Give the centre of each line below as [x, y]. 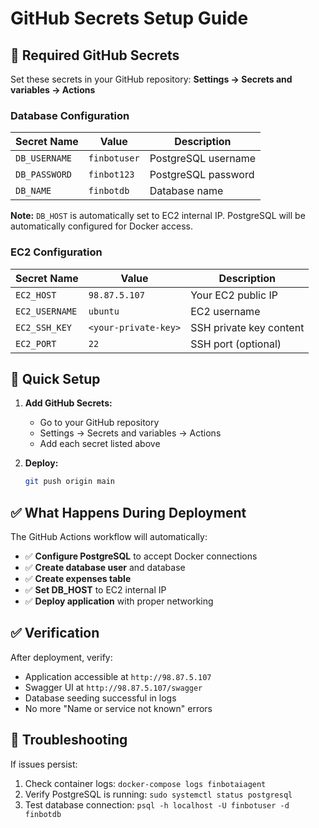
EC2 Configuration [56, 252]
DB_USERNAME [44, 158]
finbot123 [111, 175]
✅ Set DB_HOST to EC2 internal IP [95, 590]
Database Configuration [70, 115]
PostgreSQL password [202, 175]
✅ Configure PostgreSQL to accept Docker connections [141, 556]
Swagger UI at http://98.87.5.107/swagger [113, 687]
